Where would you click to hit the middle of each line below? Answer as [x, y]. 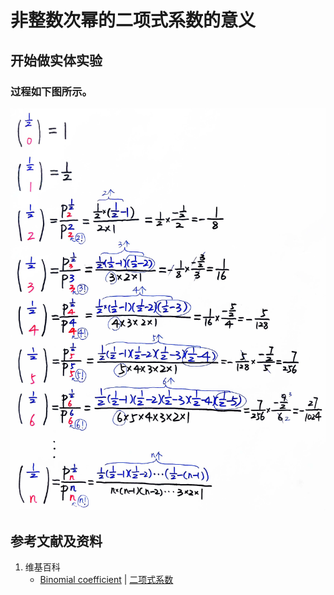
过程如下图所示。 [51, 91]
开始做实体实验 [56, 60]
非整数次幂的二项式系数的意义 [133, 20]
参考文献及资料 [56, 541]
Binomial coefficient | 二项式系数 [106, 580]
